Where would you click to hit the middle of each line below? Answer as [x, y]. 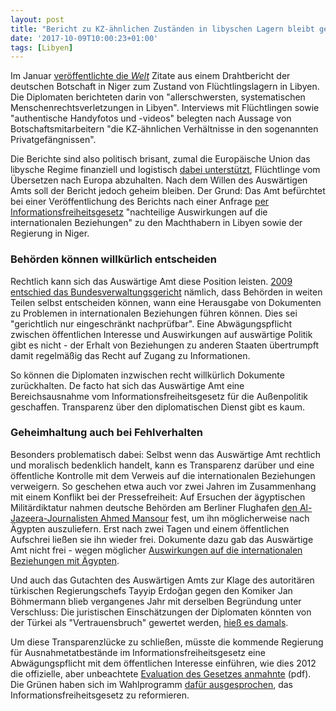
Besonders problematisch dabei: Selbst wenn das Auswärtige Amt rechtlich [166, 454]
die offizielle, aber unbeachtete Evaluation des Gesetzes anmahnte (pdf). [161, 673]
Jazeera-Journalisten [54, 518]
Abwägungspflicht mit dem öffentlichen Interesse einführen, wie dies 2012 [163, 663]
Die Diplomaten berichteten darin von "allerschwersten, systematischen [158, 97]
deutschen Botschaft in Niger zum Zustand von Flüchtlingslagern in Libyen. [165, 87]
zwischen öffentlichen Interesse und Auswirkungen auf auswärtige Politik [161, 334]
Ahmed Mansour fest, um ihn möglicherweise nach [204, 518]
